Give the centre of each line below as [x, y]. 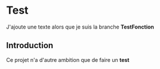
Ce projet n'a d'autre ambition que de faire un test [68, 59]
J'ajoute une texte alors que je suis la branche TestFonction [80, 27]
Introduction [30, 46]
